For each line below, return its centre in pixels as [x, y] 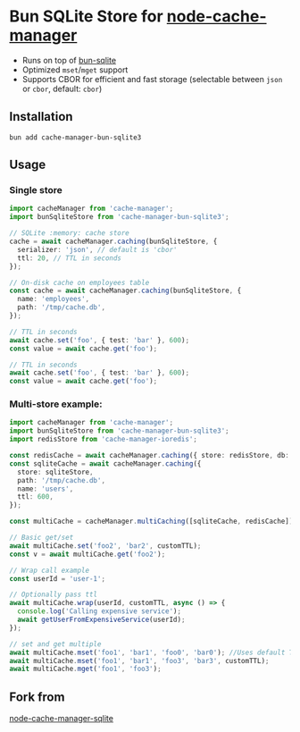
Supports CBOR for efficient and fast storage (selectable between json [152, 79]
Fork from [37, 697]
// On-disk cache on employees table [79, 282]
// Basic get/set [42, 538]
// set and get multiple [55, 644]
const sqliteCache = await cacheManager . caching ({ [105, 463]
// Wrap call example [50, 570]
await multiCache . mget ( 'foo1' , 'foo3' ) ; [86, 669]
